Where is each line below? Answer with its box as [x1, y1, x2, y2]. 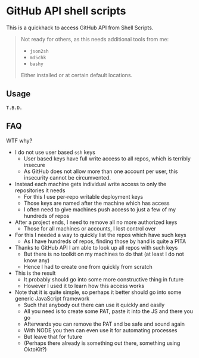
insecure [23, 161, 46, 168]
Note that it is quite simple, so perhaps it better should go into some [14, 289, 182, 296]
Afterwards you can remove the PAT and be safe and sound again [23, 320, 185, 327]
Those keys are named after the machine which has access [23, 199, 170, 207]
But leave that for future [23, 333, 82, 340]
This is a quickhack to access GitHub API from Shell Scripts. [6, 24, 154, 31]
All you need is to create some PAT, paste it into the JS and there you [23, 307, 194, 315]
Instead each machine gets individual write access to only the [14, 180, 167, 187]
